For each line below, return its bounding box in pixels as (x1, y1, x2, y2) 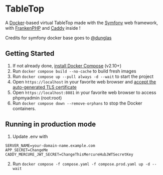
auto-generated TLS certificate (12, 84, 77, 90)
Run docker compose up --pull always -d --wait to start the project (12, 73, 154, 79)
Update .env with (12, 133, 48, 139)
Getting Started (5, 49, 55, 58)
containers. (12, 105, 36, 111)
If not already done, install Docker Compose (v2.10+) (12, 62, 122, 68)
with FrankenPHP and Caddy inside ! (5, 25, 81, 31)
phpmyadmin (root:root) (12, 95, 62, 101)
